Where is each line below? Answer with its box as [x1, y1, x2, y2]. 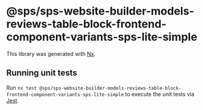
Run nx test [6, 84, 37, 91]
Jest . [6, 97, 20, 104]
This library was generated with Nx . [6, 50, 96, 57]
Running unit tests [6, 68, 77, 78]
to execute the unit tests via [124, 90, 194, 98]
